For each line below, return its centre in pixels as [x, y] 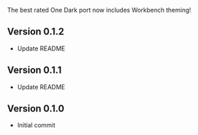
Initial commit [36, 125]
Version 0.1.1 [34, 70]
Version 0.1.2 [36, 31]
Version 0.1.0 [36, 109]
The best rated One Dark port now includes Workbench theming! [99, 10]
